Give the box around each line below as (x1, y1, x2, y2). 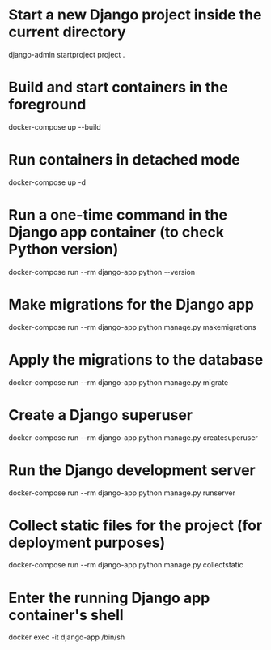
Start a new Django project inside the (8, 6, 262, 24)
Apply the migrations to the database (8, 350, 264, 369)
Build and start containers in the (8, 79, 228, 96)
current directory (8, 23, 127, 41)
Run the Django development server (8, 460, 256, 479)
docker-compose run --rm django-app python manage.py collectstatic (8, 560, 244, 570)
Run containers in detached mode (8, 151, 240, 169)
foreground (8, 96, 87, 114)
